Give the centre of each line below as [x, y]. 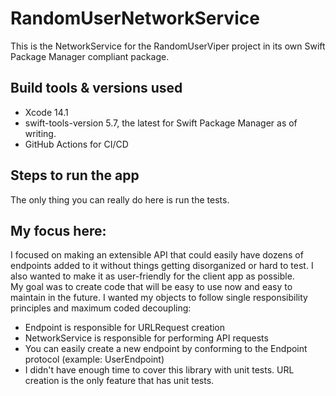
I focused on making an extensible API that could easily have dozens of [157, 255]
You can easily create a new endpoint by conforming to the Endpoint [166, 349]
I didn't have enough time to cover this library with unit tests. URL [159, 370]
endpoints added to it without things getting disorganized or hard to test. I [162, 266]
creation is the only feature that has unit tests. [119, 381]
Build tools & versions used [96, 88]
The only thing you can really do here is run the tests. [120, 199]
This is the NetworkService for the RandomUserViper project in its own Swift [168, 46]
